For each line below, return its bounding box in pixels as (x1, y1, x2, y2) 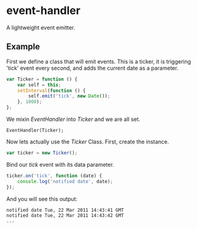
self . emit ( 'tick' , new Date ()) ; (28, 93, 111, 100)
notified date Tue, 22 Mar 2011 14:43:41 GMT (6, 207, 124, 213)
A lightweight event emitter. (6, 24, 76, 31)
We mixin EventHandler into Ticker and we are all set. (6, 115, 140, 123)
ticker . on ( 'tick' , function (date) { (6, 172, 102, 179)
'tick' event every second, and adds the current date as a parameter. (6, 64, 179, 71)
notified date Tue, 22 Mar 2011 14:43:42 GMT (6, 212, 124, 219)
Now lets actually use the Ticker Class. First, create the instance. (6, 138, 170, 145)
